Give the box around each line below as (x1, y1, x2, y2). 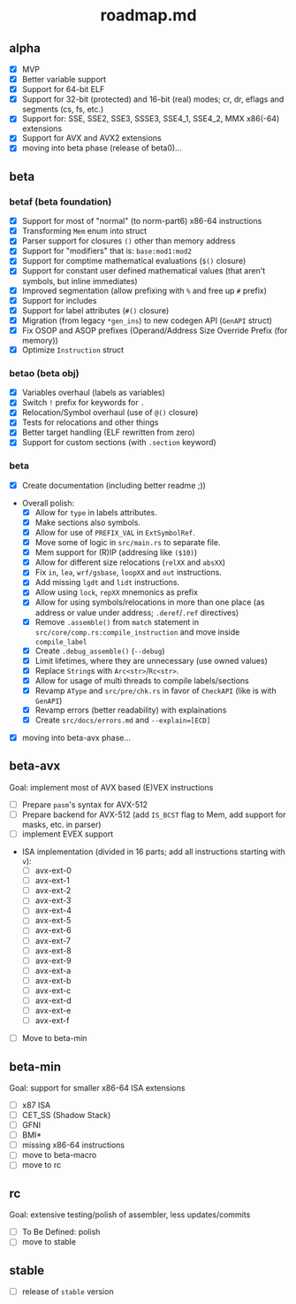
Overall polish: (21, 498, 75, 508)
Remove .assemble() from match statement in (34, 616, 200, 627)
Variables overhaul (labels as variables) (21, 387, 165, 398)
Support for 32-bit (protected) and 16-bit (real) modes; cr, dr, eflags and (21, 94, 285, 104)
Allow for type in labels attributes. (34, 506, 157, 518)
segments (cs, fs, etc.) (21, 104, 104, 115)
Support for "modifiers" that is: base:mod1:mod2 (21, 245, 193, 257)
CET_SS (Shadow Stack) (21, 1110, 111, 1121)
